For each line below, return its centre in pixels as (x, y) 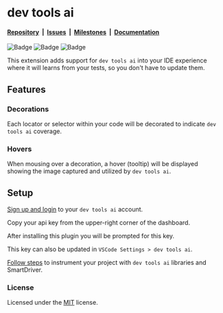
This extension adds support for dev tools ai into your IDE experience (107, 60)
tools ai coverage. (35, 131)
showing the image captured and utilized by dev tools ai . (89, 171)
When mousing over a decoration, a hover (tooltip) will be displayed (103, 164)
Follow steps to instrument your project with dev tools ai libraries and (107, 263)
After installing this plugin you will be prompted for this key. (91, 236)
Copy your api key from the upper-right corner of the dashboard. (99, 223)
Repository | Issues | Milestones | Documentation (83, 32)
